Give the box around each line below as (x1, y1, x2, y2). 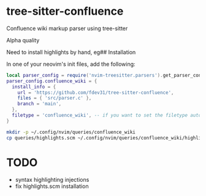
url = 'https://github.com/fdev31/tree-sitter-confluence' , (17, 89, 174, 96)
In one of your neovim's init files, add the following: (6, 60, 136, 68)
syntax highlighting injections (15, 176, 90, 183)
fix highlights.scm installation (15, 182, 89, 190)
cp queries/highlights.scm (6, 135, 75, 141)
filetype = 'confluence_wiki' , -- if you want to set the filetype (12, 112, 188, 119)
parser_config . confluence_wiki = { (6, 78, 97, 84)
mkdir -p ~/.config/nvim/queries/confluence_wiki (6, 129, 136, 135)
